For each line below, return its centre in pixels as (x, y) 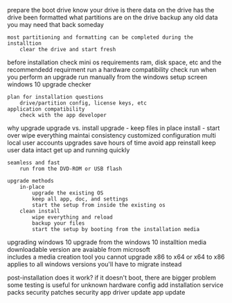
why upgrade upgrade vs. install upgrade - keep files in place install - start (114, 128)
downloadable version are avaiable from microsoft (79, 249)
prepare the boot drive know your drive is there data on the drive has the (111, 10)
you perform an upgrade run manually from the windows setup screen (107, 77)
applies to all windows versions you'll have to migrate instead (95, 264)
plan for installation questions (55, 97)
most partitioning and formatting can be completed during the (100, 37)
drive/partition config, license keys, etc (83, 103)
